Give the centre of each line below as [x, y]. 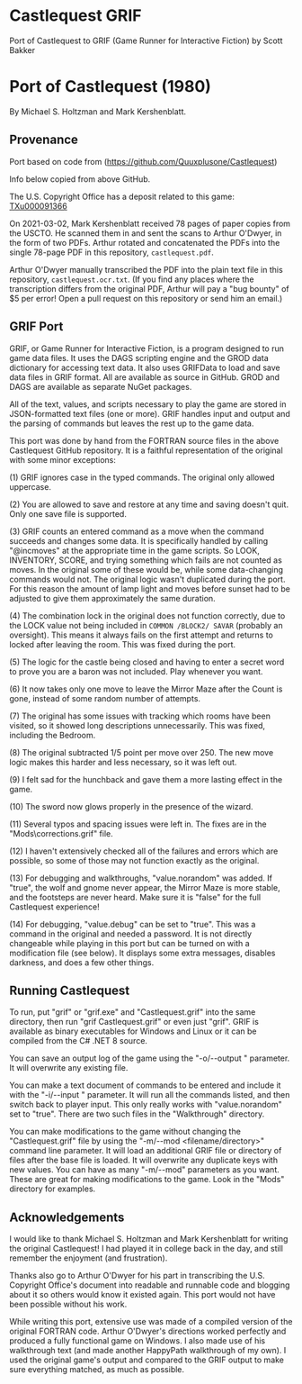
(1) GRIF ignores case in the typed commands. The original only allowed [142, 477]
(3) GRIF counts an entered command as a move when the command [137, 531]
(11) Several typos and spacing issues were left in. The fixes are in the [138, 824]
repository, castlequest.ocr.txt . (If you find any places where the [132, 279]
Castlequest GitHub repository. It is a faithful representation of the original [146, 450]
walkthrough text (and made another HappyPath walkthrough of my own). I [148, 1351]
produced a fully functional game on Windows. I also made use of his [138, 1341]
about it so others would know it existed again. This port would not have [142, 1295]
